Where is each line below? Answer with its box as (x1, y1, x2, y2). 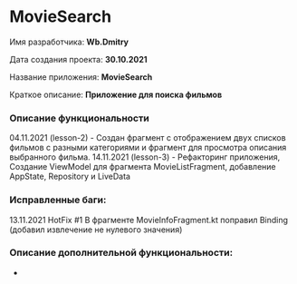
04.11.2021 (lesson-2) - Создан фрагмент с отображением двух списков (9, 132, 287, 143)
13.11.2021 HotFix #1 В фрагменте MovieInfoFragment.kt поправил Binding (9, 214, 288, 225)
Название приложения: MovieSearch (9, 71, 153, 83)
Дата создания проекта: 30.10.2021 (9, 54, 148, 64)
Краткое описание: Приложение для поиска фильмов (9, 89, 223, 100)
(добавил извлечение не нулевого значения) (9, 224, 183, 235)
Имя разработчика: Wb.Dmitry (9, 36, 129, 47)
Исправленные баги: (9, 193, 107, 206)
